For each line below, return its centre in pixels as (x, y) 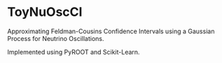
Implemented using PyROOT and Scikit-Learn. (74, 52)
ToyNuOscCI (45, 12)
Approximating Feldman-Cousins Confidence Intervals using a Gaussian (111, 31)
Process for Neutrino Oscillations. (56, 38)
